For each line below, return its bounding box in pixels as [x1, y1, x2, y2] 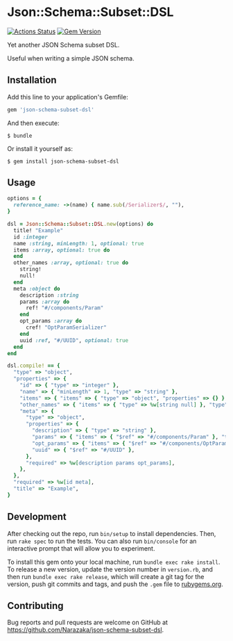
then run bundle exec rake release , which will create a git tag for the [7, 572, 205, 581]
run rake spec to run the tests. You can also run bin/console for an [7, 537, 197, 545]
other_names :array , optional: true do [13, 259, 129, 266]
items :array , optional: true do [13, 246, 110, 254]
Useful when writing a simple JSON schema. [7, 54, 135, 63]
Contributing [7, 600, 64, 612]
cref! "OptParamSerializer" [25, 324, 107, 331]
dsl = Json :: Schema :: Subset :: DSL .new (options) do [7, 220, 154, 228]
